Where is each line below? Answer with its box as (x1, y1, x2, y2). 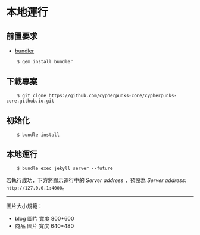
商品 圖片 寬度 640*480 (14, 222, 74, 230)
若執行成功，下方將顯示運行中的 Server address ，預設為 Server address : (6, 177, 186, 184)
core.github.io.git (6, 98, 55, 104)
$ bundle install (17, 132, 60, 138)
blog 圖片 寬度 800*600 (14, 215, 74, 222)
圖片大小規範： (6, 202, 43, 209)
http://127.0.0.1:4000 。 (6, 184, 68, 191)
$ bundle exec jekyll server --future (17, 165, 113, 172)
